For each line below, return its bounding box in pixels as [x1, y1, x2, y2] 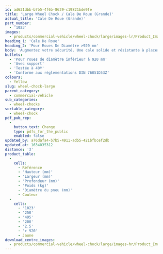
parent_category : [5, 88, 40, 93]
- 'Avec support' [9, 61, 45, 66]
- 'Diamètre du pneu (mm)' [17, 187, 73, 192]
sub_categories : [5, 98, 38, 102]
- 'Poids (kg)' [17, 183, 49, 188]
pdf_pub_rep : [5, 115, 32, 120]
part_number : [5, 20, 32, 26]
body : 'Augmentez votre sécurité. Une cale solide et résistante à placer [5, 48, 160, 52]
